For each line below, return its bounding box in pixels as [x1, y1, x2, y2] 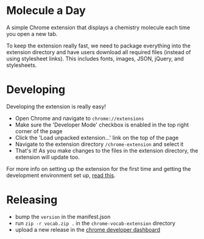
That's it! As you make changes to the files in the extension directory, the [15, 147, 199, 154]
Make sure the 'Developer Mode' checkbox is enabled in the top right [15, 121, 189, 128]
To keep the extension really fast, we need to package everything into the [6, 42, 191, 49]
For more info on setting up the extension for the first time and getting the [6, 165, 191, 172]
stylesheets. [6, 61, 37, 69]
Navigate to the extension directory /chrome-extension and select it [15, 140, 184, 148]
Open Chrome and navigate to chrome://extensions [15, 114, 144, 122]
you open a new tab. [6, 30, 58, 37]
